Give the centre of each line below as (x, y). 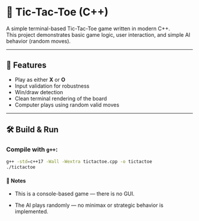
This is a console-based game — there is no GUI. (75, 194)
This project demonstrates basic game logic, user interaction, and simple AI (98, 34)
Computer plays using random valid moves (67, 105)
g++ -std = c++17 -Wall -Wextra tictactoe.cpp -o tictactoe (79, 162)
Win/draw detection (39, 92)
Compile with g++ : (32, 149)
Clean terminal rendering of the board (61, 98)
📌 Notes (16, 181)
